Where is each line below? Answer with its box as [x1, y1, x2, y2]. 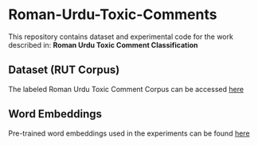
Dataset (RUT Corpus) [8, 63, 120, 77]
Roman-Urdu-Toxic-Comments [8, 6, 217, 24]
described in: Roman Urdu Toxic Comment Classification [8, 40, 198, 49]
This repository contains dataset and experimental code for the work [8, 32, 233, 41]
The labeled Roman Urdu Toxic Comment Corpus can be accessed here [8, 84, 244, 94]
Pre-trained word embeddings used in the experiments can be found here [8, 129, 250, 138]
